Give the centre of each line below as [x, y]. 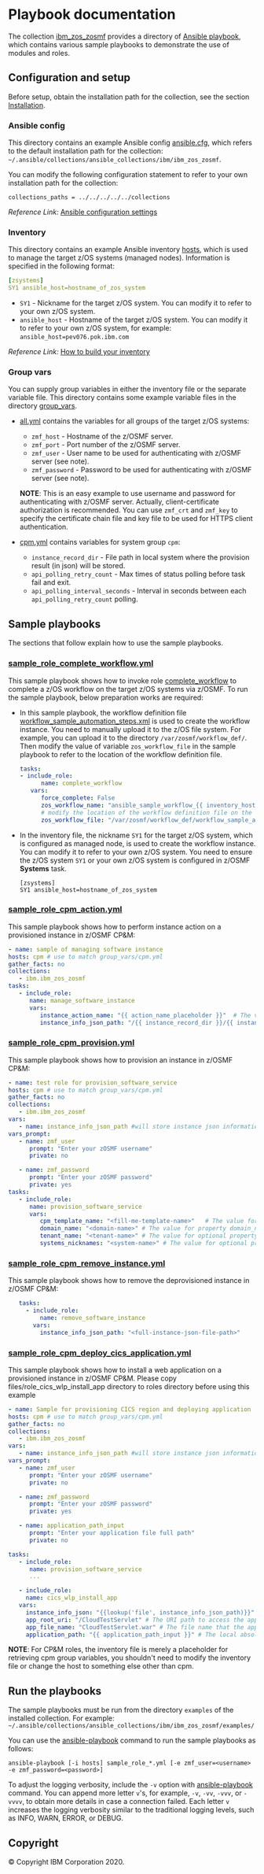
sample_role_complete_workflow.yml [81, 663]
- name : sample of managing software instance [86, 949]
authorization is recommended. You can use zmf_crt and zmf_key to [128, 510]
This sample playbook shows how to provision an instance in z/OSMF [121, 1059]
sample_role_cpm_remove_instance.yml [87, 1263]
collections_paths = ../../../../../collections [89, 198]
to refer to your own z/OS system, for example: [95, 328]
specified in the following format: [62, 266]
